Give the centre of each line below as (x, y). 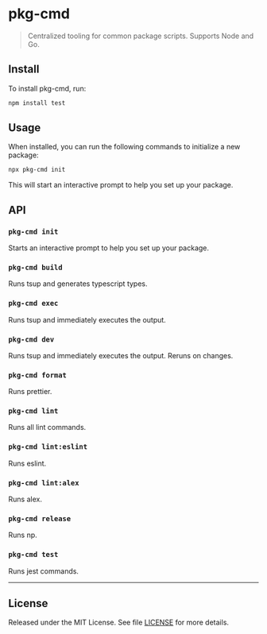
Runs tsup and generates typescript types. (78, 284)
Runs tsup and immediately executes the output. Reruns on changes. (121, 355)
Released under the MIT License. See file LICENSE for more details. (118, 622)
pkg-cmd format (38, 375)
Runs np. (23, 535)
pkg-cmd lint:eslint (48, 447)
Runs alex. (25, 499)
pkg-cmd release (40, 518)
